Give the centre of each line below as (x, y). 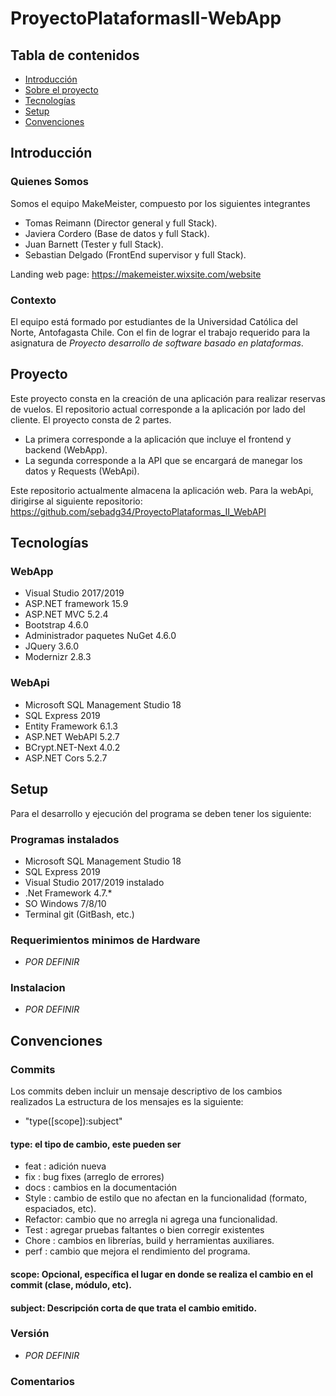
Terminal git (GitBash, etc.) (79, 914)
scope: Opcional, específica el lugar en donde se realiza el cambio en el (162, 1274)
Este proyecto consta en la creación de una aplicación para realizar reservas (168, 398)
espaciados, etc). (60, 1209)
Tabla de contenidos (75, 55)
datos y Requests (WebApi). (82, 471)
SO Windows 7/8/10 (65, 903)
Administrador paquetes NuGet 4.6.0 (100, 636)
